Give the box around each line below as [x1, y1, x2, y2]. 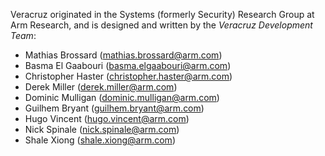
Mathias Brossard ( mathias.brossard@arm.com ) [24, 49, 223, 61]
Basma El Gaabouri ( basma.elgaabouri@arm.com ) [24, 60, 232, 71]
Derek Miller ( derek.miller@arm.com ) [24, 81, 178, 93]
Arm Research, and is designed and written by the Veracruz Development [10, 19, 313, 31]
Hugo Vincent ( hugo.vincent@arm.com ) [24, 113, 190, 124]
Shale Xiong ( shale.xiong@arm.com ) [24, 134, 176, 146]
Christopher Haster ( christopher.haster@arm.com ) [24, 70, 233, 82]
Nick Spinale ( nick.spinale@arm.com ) [24, 124, 180, 135]
